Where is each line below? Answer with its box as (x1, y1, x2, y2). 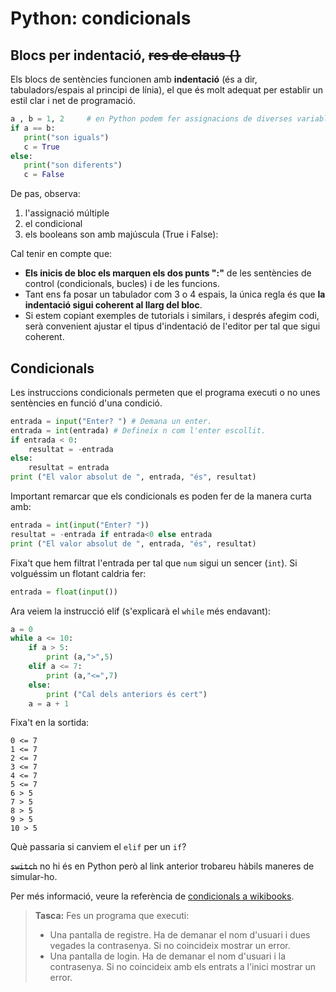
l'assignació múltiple (24, 207, 110, 219)
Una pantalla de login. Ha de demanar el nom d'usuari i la (49, 950, 287, 962)
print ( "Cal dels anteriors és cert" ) (46, 689, 208, 699)
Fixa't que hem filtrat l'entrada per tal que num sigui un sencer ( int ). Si (10, 557, 298, 569)
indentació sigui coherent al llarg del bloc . (24, 299, 203, 311)
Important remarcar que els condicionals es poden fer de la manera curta (10, 490, 312, 502)
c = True (23, 142, 60, 152)
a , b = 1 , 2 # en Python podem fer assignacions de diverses (10, 114, 293, 124)
